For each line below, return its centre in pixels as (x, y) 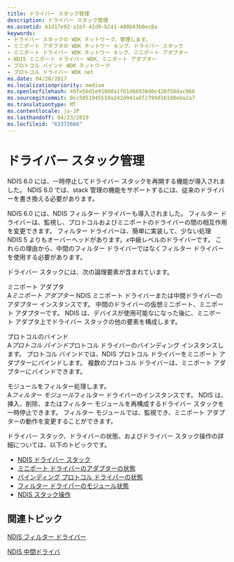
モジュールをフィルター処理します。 (59, 386)
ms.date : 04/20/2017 (37, 79)
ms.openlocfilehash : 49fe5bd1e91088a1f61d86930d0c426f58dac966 (101, 91)
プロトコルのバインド (38, 337)
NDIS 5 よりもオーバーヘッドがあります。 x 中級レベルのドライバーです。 (111, 240)
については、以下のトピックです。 (61, 445)
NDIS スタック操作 (44, 495)
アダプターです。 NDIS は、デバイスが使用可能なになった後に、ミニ (112, 313)
